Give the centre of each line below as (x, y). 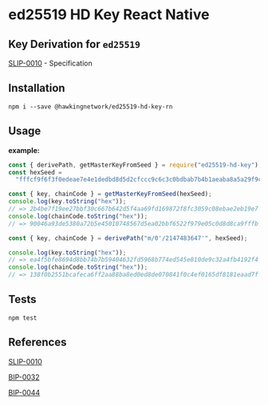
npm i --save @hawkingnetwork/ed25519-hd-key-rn (91, 106)
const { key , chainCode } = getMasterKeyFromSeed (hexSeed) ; (110, 194)
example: (24, 150)
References (37, 342)
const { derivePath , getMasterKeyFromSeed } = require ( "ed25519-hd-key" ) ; (135, 165)
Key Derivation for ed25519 (75, 44)
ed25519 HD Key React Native (109, 15)
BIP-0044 (24, 392)
